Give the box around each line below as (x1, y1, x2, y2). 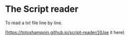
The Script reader (5, 3, 79, 15)
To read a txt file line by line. (5, 20, 63, 26)
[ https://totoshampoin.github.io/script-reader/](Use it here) (5, 29, 125, 35)
